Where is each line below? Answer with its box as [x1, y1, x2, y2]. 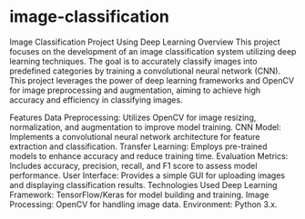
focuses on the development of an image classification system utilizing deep [9, 45, 297, 56]
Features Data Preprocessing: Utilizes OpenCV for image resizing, [9, 112, 257, 123]
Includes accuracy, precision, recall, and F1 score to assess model [9, 160, 258, 171]
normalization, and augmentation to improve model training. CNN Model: [9, 121, 282, 133]
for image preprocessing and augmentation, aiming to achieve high [9, 85, 261, 95]
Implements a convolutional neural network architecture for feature [9, 131, 260, 142]
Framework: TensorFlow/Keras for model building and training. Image [9, 189, 269, 200]
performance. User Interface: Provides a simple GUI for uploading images [9, 170, 285, 181]
